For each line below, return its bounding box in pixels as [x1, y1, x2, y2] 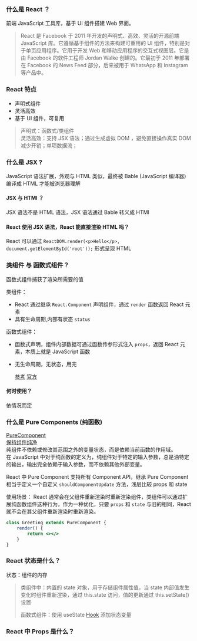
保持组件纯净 [6, 439, 37, 446]
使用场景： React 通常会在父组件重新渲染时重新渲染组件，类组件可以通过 [6, 494, 183, 501]
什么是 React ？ [6, 5, 50, 13]
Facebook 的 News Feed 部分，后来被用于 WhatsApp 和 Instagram [27, 62, 188, 69]
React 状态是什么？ [6, 557, 61, 565]
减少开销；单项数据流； [20, 142, 78, 149]
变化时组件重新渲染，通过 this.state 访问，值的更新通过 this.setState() [20, 591, 189, 598]
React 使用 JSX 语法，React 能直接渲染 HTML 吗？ [6, 223, 129, 231]
